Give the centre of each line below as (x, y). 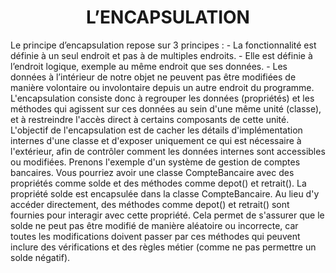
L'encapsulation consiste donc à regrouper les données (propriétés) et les (162, 98)
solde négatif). (40, 257)
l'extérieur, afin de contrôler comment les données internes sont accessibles (168, 151)
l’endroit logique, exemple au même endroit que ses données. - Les (149, 66)
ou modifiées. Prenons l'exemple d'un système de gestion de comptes (155, 162)
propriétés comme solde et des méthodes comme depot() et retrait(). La (158, 183)
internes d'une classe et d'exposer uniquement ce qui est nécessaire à (156, 140)
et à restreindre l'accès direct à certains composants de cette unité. (150, 119)
